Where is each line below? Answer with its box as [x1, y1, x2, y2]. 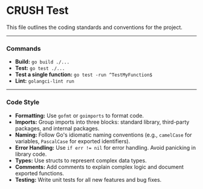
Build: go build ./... [14, 58, 70, 65]
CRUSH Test [6, 4, 69, 18]
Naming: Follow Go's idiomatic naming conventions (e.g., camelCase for [14, 131, 192, 138]
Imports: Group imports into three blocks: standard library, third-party [14, 118, 190, 126]
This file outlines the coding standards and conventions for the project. [6, 24, 183, 31]
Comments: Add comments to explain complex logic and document [14, 163, 184, 170]
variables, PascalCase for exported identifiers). [14, 137, 130, 145]
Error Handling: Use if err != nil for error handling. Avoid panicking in [14, 144, 196, 151]
